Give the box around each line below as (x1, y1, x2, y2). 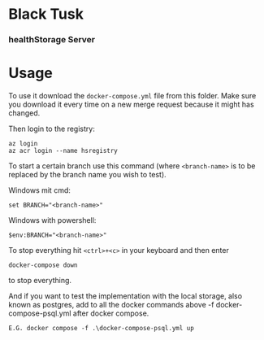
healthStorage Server (8, 34, 96, 46)
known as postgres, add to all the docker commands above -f (8, 300, 214, 310)
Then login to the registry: (8, 124, 95, 134)
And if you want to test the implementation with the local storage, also (8, 291, 242, 301)
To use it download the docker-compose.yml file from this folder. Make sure (8, 91, 257, 101)
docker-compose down (8, 261, 79, 269)
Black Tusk (8, 5, 84, 24)
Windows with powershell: (8, 216, 97, 225)
